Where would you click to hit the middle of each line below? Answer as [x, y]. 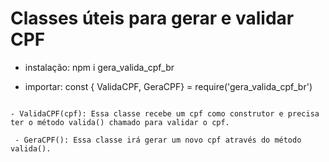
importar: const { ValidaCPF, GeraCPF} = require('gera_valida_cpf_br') [168, 86]
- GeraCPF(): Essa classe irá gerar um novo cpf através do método [158, 140]
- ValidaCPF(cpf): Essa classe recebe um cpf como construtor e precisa [165, 113]
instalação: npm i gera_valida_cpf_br [99, 67]
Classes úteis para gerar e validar [152, 18]
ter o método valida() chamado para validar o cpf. [120, 122]
